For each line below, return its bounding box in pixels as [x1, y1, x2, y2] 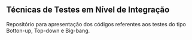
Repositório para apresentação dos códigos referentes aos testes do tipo [6, 20, 187, 27]
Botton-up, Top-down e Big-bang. [6, 27, 90, 34]
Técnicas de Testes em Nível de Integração [6, 5, 170, 15]
